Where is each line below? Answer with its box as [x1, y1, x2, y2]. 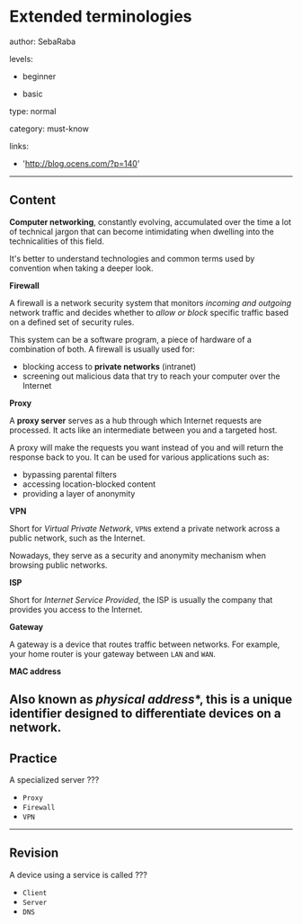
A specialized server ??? [9, 774, 100, 785]
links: [9, 140, 30, 151]
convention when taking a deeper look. [9, 263, 155, 274]
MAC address [9, 666, 61, 677]
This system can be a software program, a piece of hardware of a [9, 334, 252, 345]
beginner [22, 70, 57, 82]
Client [22, 888, 48, 897]
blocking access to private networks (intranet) [22, 361, 197, 372]
